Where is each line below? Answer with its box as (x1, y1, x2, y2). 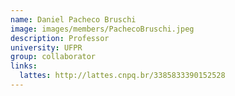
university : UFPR (10, 42, 83, 53)
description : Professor (10, 33, 110, 43)
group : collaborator (10, 52, 97, 62)
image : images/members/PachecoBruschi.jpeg (10, 24, 195, 34)
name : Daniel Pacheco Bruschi (10, 14, 137, 25)
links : (10, 61, 38, 71)
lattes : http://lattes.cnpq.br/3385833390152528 (19, 71, 226, 81)
